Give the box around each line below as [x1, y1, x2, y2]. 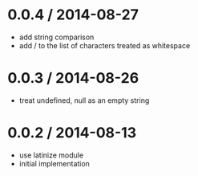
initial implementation [18, 158, 90, 168]
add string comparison [18, 32, 95, 42]
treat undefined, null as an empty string [18, 95, 150, 105]
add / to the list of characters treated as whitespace [18, 40, 191, 50]
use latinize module [18, 150, 84, 160]
